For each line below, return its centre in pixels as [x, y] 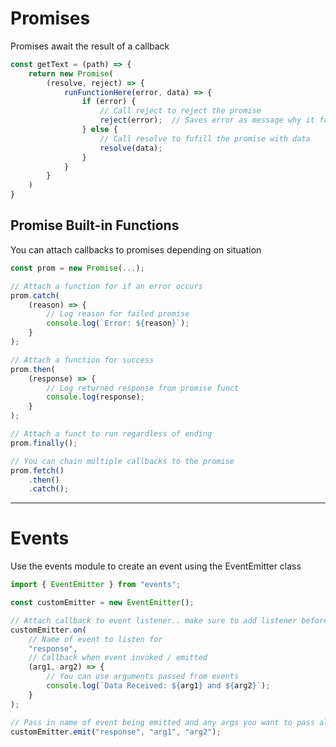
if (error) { [109, 102]
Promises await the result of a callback [90, 46]
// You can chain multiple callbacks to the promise [122, 461]
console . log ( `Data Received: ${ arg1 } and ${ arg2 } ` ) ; [158, 686]
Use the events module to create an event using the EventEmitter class [156, 566]
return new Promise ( [71, 73]
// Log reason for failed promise [118, 314]
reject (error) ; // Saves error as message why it [207, 120]
